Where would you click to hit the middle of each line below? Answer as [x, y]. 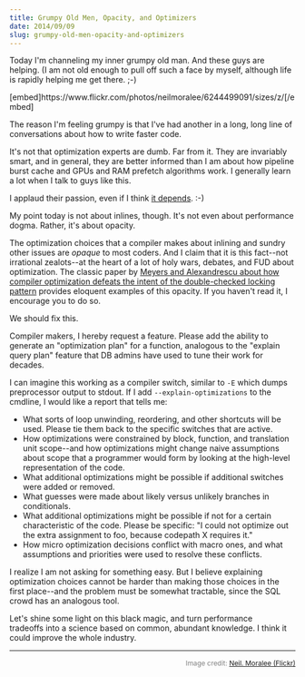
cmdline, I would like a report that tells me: [89, 402]
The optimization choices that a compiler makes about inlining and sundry [148, 243]
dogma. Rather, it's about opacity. [73, 226]
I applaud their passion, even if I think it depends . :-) [107, 198]
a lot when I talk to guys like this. [70, 181]
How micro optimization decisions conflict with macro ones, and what [152, 545]
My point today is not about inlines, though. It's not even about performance [152, 216]
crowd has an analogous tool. [64, 601]
